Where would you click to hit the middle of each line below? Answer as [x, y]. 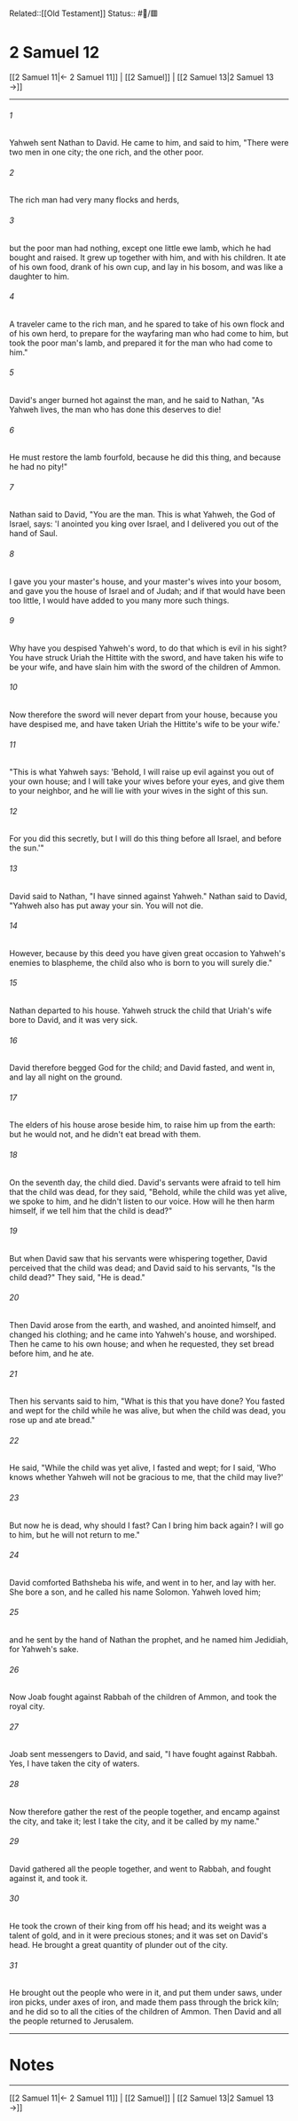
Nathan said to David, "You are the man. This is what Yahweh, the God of [142, 515]
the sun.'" [27, 848]
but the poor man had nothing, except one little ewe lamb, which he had [140, 248]
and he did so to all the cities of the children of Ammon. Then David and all [145, 2012]
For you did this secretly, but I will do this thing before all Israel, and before [145, 839]
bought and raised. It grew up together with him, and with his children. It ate [148, 257]
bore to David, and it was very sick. [74, 1019]
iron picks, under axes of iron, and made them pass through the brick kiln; [144, 2002]
